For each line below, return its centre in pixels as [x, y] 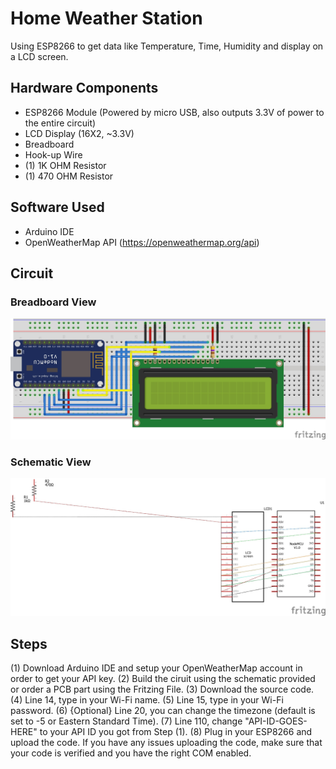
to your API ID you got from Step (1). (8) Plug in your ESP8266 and [176, 732]
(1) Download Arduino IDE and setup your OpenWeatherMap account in [156, 668]
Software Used [57, 207]
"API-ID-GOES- [276, 721]
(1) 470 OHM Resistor [69, 176]
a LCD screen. [39, 56]
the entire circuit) [60, 123]
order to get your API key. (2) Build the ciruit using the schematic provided [163, 679]
